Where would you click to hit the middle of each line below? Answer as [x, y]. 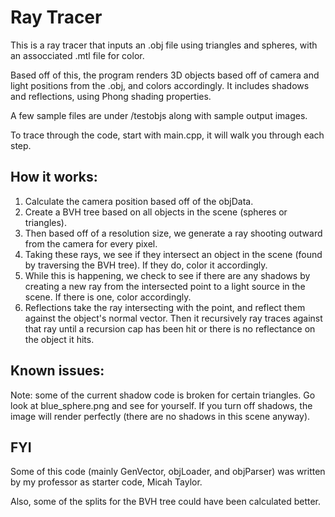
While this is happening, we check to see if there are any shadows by [167, 275]
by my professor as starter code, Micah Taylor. [106, 482]
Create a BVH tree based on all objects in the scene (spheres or [156, 212]
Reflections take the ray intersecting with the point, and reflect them [165, 307]
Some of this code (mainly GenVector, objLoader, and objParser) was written [168, 472]
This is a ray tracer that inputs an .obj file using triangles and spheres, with [164, 45]
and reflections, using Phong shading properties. [111, 96]
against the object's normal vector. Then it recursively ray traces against [173, 318]
